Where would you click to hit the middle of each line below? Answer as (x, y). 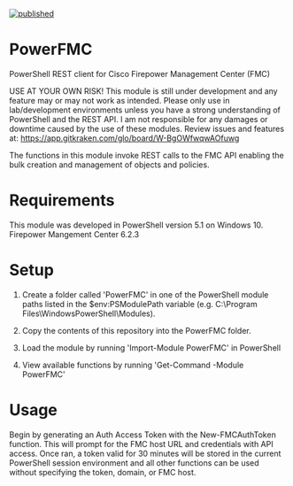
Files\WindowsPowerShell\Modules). (89, 313)
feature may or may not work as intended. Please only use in (120, 100)
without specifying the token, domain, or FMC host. (103, 472)
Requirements (62, 201)
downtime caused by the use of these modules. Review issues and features (147, 128)
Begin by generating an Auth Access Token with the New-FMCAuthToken (143, 435)
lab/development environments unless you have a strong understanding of (145, 110)
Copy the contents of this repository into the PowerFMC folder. (137, 330)
